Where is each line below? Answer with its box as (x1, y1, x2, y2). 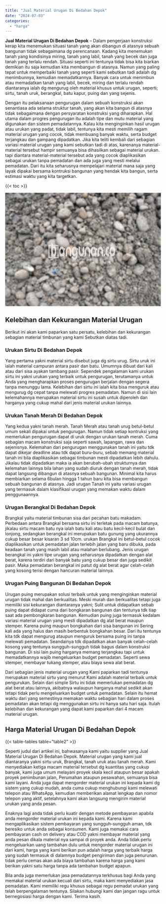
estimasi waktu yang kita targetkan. (5, 173, 78, 179)
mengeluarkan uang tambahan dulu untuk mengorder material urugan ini (5, 842, 153, 848)
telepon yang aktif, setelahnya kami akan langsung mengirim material (5, 795, 146, 801)
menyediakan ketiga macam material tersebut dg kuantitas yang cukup (5, 764, 149, 770)
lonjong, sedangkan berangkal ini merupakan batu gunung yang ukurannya (5, 531, 158, 537)
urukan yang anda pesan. (5, 801, 57, 807)
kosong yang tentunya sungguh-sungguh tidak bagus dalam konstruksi (5, 644, 150, 649)
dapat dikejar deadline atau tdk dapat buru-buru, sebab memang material (5, 450, 155, 456)
